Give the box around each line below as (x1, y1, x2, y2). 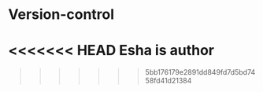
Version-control (8, 6, 115, 24)
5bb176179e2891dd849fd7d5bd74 (145, 68, 256, 77)
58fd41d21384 (145, 76, 192, 86)
